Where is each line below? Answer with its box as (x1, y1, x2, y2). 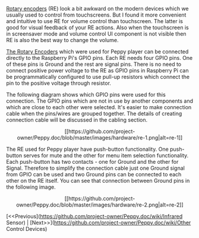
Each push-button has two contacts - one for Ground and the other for (6, 158, 179, 165)
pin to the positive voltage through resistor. (6, 80, 112, 87)
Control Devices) (6, 226, 48, 232)
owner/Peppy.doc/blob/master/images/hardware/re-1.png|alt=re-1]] (17, 134, 183, 141)
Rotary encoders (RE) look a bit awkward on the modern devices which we (6, 5, 189, 12)
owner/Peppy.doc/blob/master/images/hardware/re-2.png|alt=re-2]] (15, 201, 184, 208)
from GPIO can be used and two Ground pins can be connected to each (6, 171, 182, 177)
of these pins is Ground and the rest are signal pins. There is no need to (6, 61, 182, 68)
